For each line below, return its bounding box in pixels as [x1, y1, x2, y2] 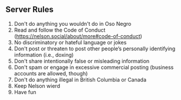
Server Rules [5, 5, 54, 15]
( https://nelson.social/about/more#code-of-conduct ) [14, 32, 142, 40]
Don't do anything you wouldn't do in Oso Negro [14, 20, 132, 27]
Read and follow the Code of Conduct [14, 26, 106, 33]
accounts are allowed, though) [14, 70, 88, 77]
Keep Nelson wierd [14, 82, 61, 89]
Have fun [14, 88, 36, 95]
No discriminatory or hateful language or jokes [14, 39, 127, 46]
